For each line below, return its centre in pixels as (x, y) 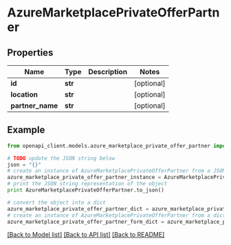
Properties (30, 52)
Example (26, 130)
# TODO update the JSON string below (61, 158)
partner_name (34, 106)
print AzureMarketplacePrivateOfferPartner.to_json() (86, 190)
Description (108, 72)
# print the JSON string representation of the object (87, 184)
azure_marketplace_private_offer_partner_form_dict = (86, 222)
